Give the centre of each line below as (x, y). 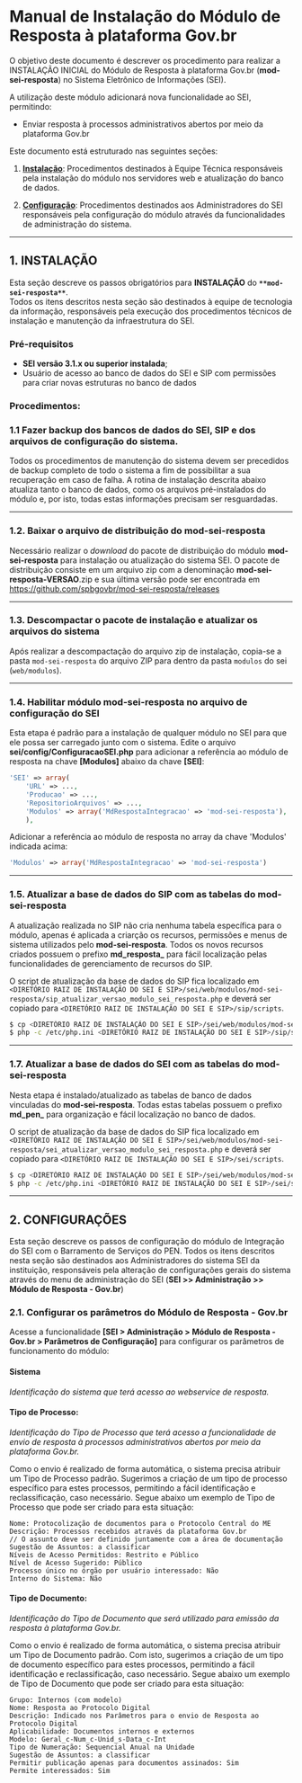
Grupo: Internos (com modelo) (66, 1700)
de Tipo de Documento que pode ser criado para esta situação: (127, 1684)
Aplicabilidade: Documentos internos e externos (102, 1732)
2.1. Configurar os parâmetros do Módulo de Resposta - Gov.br (149, 1313)
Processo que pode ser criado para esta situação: (102, 1507)
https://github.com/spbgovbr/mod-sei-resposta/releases (115, 588)
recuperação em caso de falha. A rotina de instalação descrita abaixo (138, 480)
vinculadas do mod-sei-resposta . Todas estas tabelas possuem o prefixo (146, 1104)
